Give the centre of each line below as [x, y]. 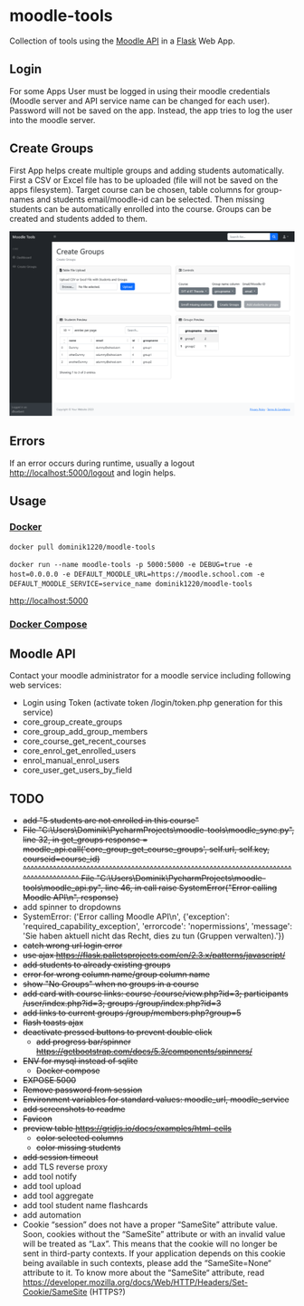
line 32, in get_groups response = [85, 840]
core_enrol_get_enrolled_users [79, 751]
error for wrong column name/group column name [116, 974]
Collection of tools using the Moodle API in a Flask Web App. [122, 41]
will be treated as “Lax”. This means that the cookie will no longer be [150, 1244]
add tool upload [52, 1186]
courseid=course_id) [61, 859]
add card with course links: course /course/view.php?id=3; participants [155, 994]
